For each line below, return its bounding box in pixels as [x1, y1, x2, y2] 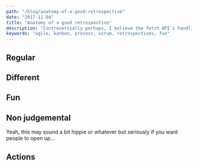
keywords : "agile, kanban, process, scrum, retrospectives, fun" [6, 31, 170, 37]
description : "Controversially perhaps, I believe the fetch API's [6, 25, 176, 31]
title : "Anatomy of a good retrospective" [6, 19, 112, 25]
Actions [6, 152, 35, 162]
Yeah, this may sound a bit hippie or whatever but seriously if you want [6, 128, 178, 136]
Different [6, 72, 40, 83]
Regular [6, 53, 35, 63]
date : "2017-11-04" [6, 14, 54, 20]
